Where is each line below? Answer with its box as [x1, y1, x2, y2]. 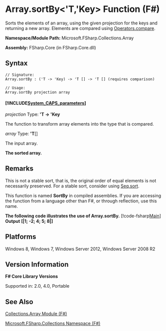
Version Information [5, 260, 69, 269]
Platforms [5, 233, 36, 241]
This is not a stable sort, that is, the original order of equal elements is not [5, 177, 157, 183]
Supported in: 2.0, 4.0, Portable [5, 283, 70, 289]
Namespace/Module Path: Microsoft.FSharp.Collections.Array [5, 35, 134, 41]
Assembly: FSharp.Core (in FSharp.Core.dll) [5, 44, 96, 50]
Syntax [5, 59, 28, 68]
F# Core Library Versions [5, 273, 58, 280]
